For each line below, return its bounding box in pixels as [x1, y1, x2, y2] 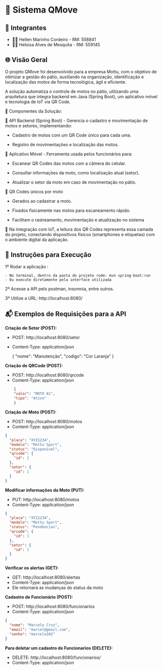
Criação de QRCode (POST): [5, 363, 63, 369]
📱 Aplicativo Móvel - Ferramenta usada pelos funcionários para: [5, 151, 132, 157]
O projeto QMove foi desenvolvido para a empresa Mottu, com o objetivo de [5, 69, 157, 74]
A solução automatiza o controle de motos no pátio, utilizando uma [5, 88, 139, 94]
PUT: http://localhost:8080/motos [12, 497, 80, 502]
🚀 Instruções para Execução [5, 251, 92, 259]
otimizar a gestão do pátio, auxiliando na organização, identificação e [5, 74, 144, 80]
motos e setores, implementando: [5, 122, 72, 128]
